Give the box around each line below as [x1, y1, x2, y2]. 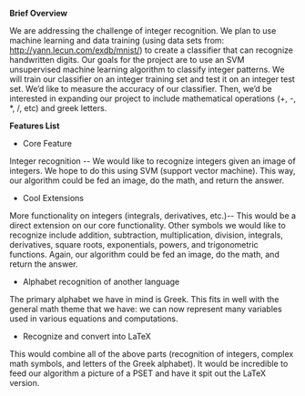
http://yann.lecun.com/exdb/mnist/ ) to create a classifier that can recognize [9, 45, 294, 56]
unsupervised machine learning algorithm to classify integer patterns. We [9, 64, 285, 75]
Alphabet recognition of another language [22, 277, 180, 287]
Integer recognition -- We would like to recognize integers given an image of [9, 156, 296, 167]
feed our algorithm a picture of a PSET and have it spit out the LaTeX [9, 368, 267, 379]
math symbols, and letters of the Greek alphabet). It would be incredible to [9, 359, 289, 369]
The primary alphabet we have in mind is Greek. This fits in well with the [9, 294, 280, 304]
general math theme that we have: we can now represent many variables [9, 304, 282, 314]
